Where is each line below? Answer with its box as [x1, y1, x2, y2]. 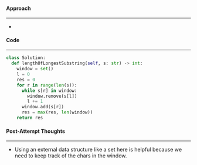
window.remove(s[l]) [27, 93, 77, 99]
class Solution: [6, 55, 46, 61]
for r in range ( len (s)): [16, 82, 77, 88]
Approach [6, 5, 31, 12]
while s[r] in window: [21, 88, 77, 94]
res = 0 [16, 77, 35, 82]
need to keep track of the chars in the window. [14, 152, 127, 159]
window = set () [16, 66, 54, 72]
